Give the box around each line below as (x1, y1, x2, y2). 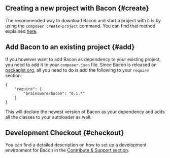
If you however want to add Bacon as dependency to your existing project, (5, 56, 161, 62)
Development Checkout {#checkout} (5, 129, 124, 137)
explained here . (5, 28, 38, 34)
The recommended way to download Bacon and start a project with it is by (5, 17, 161, 23)
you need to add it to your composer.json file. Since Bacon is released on (5, 62, 157, 68)
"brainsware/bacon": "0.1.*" (23, 91, 85, 96)
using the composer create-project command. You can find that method (5, 23, 156, 29)
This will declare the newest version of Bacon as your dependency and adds (5, 109, 165, 115)
